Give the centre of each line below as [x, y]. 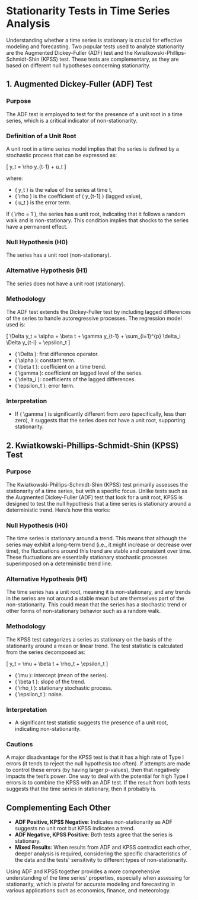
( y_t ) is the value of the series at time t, [63, 189]
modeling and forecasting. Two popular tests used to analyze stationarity [95, 46]
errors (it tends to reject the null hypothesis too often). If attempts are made [98, 764]
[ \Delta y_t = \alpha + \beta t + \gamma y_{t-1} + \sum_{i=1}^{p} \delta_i [93, 336]
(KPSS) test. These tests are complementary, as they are [110, 59]
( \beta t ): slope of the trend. [50, 681]
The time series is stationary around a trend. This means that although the [96, 538]
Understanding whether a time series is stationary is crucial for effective [94, 40]
